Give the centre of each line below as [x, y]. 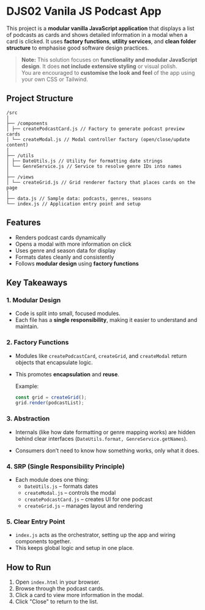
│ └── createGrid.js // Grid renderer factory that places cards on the [101, 182]
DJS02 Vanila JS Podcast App [84, 11]
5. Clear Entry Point [36, 521]
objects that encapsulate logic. [54, 362]
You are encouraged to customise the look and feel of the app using [108, 72]
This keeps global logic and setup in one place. [75, 548]
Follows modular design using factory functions [77, 263]
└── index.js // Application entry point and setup [73, 204]
